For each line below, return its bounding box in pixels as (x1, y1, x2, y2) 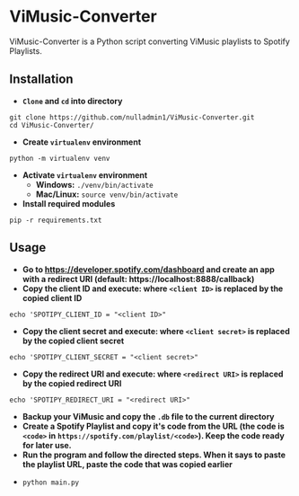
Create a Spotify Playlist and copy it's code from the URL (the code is (22, 421, 285, 431)
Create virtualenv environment (22, 137, 142, 147)
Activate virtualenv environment (22, 169, 148, 181)
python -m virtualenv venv (9, 154, 110, 163)
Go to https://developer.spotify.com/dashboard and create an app (22, 263, 276, 275)
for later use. (22, 439, 72, 450)
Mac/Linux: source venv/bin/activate (35, 189, 179, 199)
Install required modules (22, 198, 116, 208)
